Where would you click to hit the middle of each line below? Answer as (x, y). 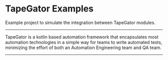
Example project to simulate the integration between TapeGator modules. (80, 22)
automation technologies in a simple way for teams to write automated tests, (84, 42)
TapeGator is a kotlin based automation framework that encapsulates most (82, 37)
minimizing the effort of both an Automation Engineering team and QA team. (83, 47)
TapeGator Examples (49, 9)
